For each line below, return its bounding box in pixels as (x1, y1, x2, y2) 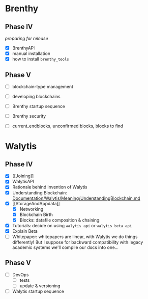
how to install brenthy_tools (12, 56, 69, 62)
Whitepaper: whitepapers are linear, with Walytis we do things (12, 234, 138, 240)
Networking (19, 206, 44, 212)
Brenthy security (12, 113, 46, 119)
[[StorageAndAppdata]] (12, 200, 60, 206)
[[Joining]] (12, 173, 34, 179)
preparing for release (5, 35, 48, 41)
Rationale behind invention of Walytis (12, 184, 88, 190)
